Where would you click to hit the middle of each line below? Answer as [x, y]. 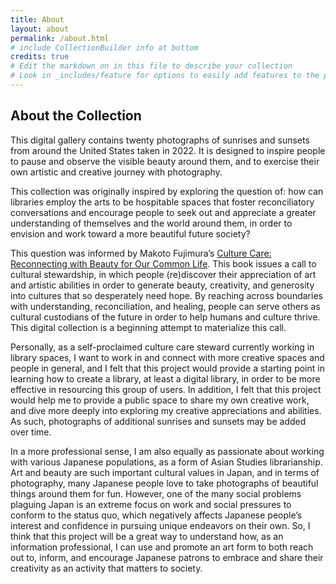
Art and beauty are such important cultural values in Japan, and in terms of [165, 472]
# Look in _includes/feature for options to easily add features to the [165, 76]
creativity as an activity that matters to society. [106, 568]
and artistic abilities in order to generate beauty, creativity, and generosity [162, 285]
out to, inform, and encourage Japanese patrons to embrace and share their [167, 557]
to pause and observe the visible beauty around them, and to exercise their [165, 161]
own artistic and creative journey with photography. [116, 172]
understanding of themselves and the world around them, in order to [151, 223]
